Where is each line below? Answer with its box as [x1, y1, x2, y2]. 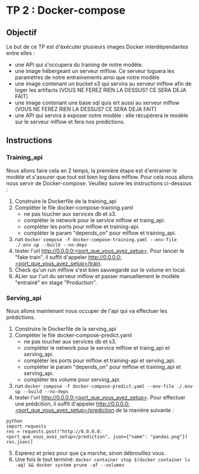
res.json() [6, 439, 33, 445]
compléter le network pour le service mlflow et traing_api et [23, 344, 170, 351]
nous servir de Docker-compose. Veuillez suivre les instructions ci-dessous [6, 180, 192, 187]
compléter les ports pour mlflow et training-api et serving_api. [23, 356, 176, 364]
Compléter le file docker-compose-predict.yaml [14, 331, 132, 338]
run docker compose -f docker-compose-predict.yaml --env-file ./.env [14, 382, 193, 389]
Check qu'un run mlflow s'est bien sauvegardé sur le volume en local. [14, 266, 186, 273]
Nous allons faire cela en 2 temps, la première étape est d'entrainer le [6, 167, 178, 174]
